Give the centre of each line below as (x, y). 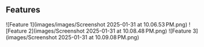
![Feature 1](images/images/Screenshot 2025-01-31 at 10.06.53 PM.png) (96, 24)
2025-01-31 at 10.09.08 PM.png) (98, 37)
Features (23, 10)
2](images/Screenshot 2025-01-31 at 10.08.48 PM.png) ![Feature (110, 31)
